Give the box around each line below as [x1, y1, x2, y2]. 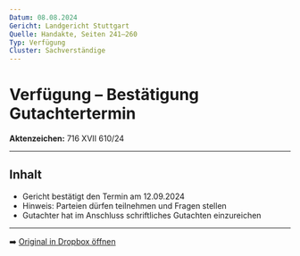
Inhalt [9, 167, 42, 183]
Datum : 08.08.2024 [9, 12, 78, 22]
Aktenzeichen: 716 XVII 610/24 [9, 133, 125, 144]
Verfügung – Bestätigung [9, 85, 199, 105]
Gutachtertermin [9, 103, 137, 124]
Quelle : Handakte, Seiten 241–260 [9, 29, 138, 38]
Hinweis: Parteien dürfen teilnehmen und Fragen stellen [21, 200, 228, 211]
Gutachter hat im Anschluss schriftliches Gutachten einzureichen [21, 210, 262, 220]
